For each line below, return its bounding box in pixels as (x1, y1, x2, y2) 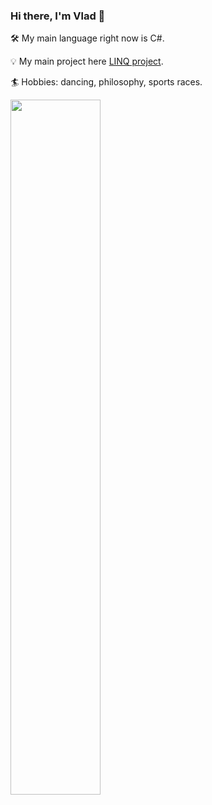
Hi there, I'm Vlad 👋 (10, 9, 106, 23)
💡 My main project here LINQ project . (10, 55, 164, 68)
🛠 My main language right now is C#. (10, 32, 165, 44)
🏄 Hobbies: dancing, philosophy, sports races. (10, 76, 203, 88)
